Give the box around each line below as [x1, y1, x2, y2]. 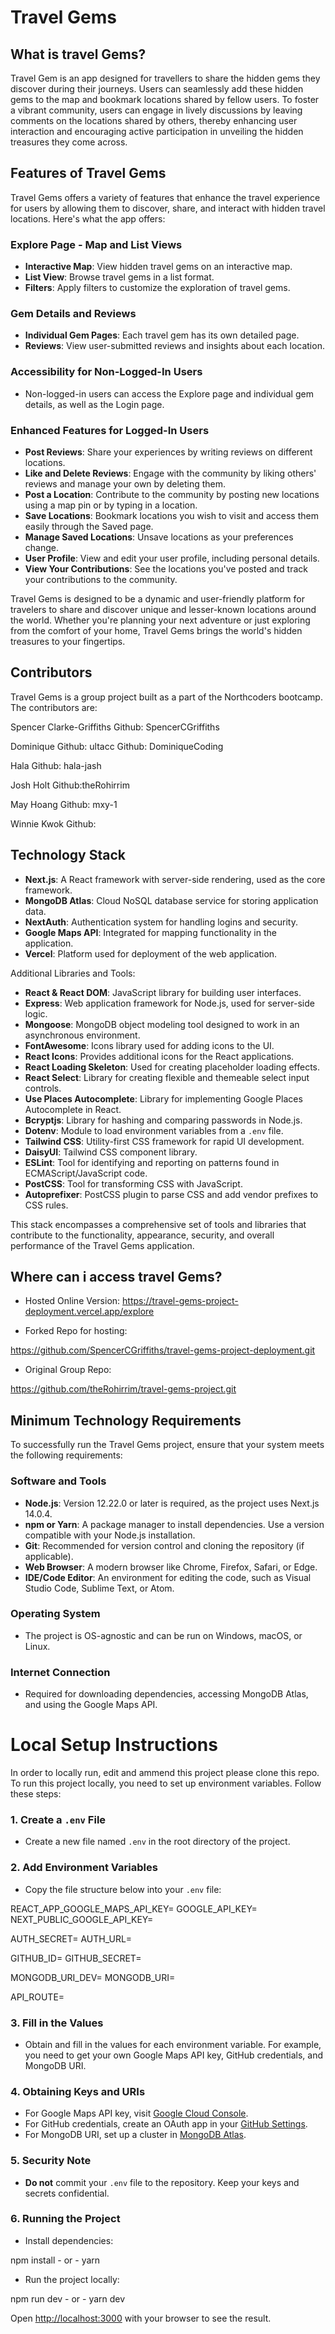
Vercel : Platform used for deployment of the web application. [24, 947, 278, 960]
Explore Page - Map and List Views [10, 237, 183, 251]
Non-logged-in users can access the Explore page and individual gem [24, 387, 314, 400]
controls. [24, 1082, 62, 1094]
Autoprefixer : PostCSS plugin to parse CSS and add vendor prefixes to [24, 1188, 319, 1200]
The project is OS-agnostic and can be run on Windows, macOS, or [24, 1629, 303, 1641]
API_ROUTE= [10, 1991, 65, 2003]
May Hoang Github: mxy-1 [10, 798, 118, 810]
